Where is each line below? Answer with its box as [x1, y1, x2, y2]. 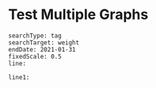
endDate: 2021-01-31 [8, 45, 77, 53]
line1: [8, 73, 30, 81]
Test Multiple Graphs [8, 6, 149, 24]
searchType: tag [8, 32, 62, 40]
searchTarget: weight [8, 38, 80, 47]
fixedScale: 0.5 [8, 52, 62, 60]
